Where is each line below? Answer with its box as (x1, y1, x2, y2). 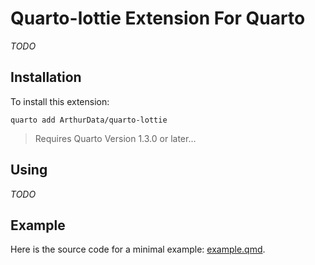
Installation (10, 69, 82, 86)
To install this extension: (10, 95, 110, 107)
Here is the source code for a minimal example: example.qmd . (10, 243, 266, 256)
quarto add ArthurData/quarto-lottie (10, 115, 168, 125)
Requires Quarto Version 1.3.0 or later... (34, 132, 197, 144)
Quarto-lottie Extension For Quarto (10, 7, 306, 30)
